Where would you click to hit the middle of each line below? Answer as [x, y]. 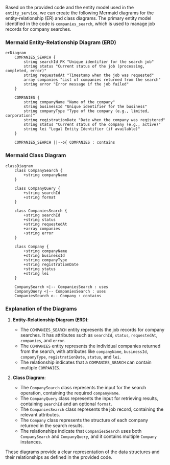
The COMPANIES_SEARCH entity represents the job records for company [92, 329]
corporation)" [20, 116]
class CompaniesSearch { [41, 211]
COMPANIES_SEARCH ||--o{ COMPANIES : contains [65, 143]
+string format [40, 197]
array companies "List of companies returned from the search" [92, 80]
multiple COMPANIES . [40, 367]
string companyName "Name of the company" [69, 102]
